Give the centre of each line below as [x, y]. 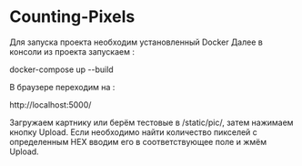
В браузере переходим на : [62, 87]
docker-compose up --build [61, 69]
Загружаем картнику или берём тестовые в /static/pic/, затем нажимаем [151, 122]
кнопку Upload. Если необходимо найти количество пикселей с [133, 132]
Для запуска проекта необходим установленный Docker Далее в [136, 42]
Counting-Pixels [72, 17]
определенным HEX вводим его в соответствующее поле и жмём [138, 141]
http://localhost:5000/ [50, 104]
